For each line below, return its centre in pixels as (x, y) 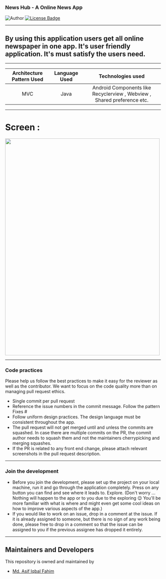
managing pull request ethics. (35, 392)
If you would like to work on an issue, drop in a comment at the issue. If (85, 514)
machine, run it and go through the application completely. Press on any (85, 487)
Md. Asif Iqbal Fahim (33, 571)
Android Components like (122, 88)
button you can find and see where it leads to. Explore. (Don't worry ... (84, 493)
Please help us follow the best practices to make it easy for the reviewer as (82, 381)
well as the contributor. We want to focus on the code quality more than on (81, 386)
